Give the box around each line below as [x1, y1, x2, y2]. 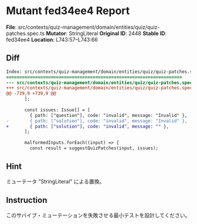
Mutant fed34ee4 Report [6, 4, 130, 18]
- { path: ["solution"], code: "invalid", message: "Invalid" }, [6, 118, 188, 124]
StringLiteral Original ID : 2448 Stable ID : [69, 29, 167, 36]
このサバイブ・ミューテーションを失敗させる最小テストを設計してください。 [6, 212, 191, 219]
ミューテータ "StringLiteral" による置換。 [6, 178, 105, 185]
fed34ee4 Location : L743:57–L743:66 [6, 36, 98, 43]
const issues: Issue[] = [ [24, 107, 91, 113]
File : [6, 24, 17, 31]
